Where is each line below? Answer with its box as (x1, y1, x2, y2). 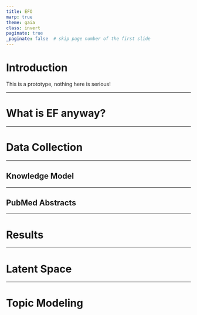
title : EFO (6, 8, 33, 15)
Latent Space (6, 262, 72, 276)
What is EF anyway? (6, 107, 106, 120)
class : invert (6, 25, 41, 31)
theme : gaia (6, 19, 35, 25)
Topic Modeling (6, 296, 83, 310)
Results (6, 228, 44, 241)
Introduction (6, 61, 68, 74)
